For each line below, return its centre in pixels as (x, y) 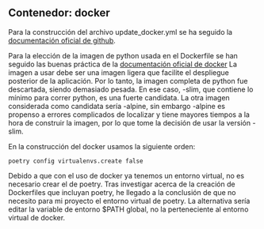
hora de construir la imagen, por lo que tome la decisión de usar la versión (130, 122)
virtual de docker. (37, 217)
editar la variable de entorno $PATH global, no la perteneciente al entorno (128, 209)
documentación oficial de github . (62, 40)
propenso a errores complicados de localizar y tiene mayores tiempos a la (129, 114)
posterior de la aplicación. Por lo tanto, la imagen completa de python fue (128, 81)
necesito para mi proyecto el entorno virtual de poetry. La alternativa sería (129, 201)
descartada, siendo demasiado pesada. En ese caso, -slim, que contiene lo (131, 89)
